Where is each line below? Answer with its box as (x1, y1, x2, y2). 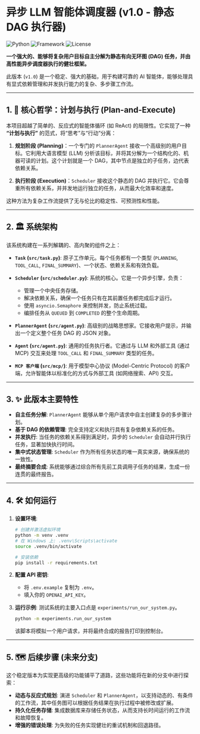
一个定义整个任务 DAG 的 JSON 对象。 (20, 329, 114, 337)
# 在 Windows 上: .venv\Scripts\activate (14, 537, 118, 544)
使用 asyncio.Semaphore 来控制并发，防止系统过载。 (23, 301, 151, 309)
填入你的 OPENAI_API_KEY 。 (23, 591, 89, 599)
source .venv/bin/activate (14, 543, 82, 549)
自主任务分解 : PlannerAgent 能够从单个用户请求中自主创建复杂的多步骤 (14, 411, 187, 418)
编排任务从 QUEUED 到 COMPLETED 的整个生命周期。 (23, 309, 143, 316)
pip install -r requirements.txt (14, 559, 98, 566)
